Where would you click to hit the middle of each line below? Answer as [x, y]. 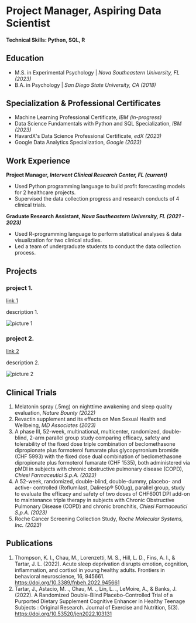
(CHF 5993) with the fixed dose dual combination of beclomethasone [98, 456]
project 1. [20, 287]
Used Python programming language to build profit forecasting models [100, 187]
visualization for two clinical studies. [58, 240]
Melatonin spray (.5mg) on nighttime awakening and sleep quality [93, 407]
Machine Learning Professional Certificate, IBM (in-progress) [88, 117]
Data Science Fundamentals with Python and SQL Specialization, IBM [98, 124]
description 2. [23, 363]
